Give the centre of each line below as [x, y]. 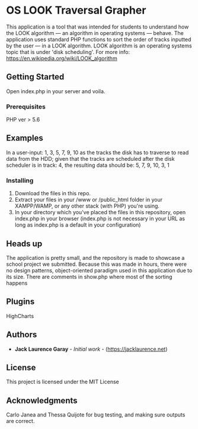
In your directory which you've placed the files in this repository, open [100, 212]
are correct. [20, 421]
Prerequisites [26, 106]
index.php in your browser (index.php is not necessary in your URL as [100, 219]
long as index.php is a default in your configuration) [78, 225]
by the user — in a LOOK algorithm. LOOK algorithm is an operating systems [99, 46]
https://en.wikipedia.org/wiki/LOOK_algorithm [62, 58]
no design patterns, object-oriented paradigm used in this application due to [99, 270]
